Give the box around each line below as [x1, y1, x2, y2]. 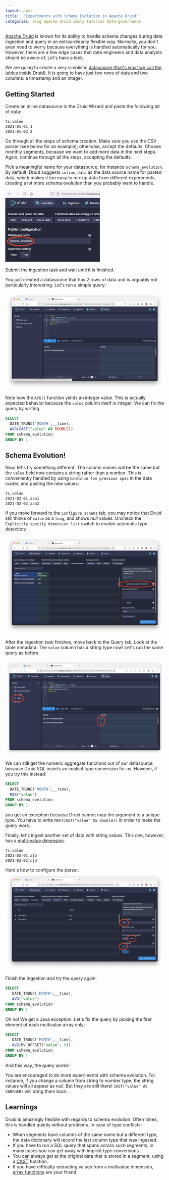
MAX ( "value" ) [10, 792, 37, 797]
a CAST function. [12, 1158, 48, 1164]
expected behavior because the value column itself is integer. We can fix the [5, 400, 164, 406]
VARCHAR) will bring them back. [5, 1088, 68, 1094]
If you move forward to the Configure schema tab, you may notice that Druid [5, 510, 162, 516]
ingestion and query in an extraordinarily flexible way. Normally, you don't [5, 38, 158, 45]
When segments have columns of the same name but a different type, [12, 1132, 158, 1138]
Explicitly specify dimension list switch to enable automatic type [5, 521, 148, 527]
